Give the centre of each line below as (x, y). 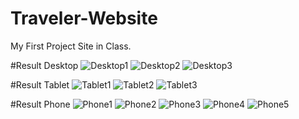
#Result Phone (40, 104)
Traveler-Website (84, 18)
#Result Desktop (44, 65)
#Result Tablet (40, 84)
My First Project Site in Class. (71, 46)
